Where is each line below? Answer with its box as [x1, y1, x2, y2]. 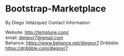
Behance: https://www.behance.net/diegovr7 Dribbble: [5, 39, 120, 45]
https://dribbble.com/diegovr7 [5, 45, 68, 51]
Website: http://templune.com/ [5, 29, 69, 35]
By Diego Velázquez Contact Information [5, 19, 90, 25]
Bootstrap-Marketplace [5, 3, 106, 14]
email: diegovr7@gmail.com [5, 34, 63, 40]
